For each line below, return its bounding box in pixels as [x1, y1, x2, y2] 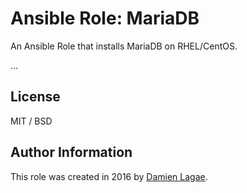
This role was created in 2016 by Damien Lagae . [10, 170, 208, 182]
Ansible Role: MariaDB [10, 7, 200, 30]
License [10, 88, 61, 106]
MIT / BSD [10, 115, 53, 127]
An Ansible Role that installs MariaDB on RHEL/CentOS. [10, 40, 238, 52]
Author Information [10, 144, 133, 161]
